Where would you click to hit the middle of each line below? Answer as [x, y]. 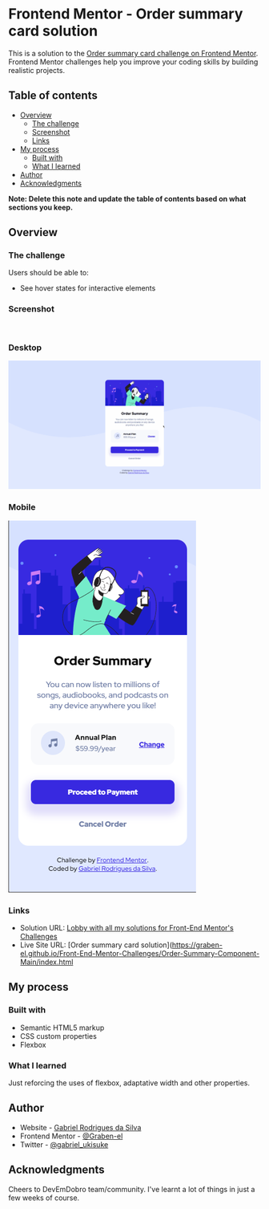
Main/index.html [46, 962]
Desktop [25, 348]
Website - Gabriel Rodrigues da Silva [80, 1127]
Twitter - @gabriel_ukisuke [64, 1144]
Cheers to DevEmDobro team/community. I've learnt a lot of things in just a [132, 1189]
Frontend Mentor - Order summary [126, 14]
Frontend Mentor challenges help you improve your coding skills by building [133, 62]
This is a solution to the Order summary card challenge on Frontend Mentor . [133, 53]
